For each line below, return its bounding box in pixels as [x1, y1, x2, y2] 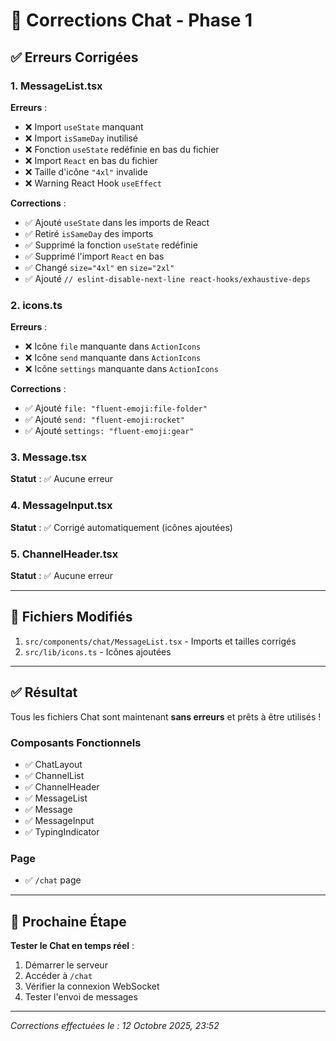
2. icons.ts [10, 298, 63, 312]
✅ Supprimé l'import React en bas [24, 250, 165, 262]
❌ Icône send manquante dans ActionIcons [24, 352, 202, 364]
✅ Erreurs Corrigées [10, 49, 139, 66]
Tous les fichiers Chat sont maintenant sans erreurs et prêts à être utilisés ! [10, 710, 322, 723]
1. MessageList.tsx [10, 79, 103, 93]
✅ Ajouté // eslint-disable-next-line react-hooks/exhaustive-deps [24, 272, 311, 284]
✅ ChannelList [24, 769, 85, 781]
